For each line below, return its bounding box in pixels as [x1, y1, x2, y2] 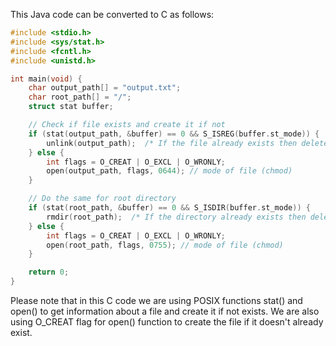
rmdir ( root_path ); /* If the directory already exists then [46, 212, 307, 222]
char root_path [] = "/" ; [28, 92, 132, 103]
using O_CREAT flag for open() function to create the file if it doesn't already [10, 316, 324, 328]
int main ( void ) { [10, 74, 83, 84]
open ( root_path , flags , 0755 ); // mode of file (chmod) [46, 240, 284, 250]
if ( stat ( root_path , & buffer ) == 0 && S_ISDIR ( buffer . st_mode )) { [28, 203, 311, 213]
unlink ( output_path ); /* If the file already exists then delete [46, 138, 329, 148]
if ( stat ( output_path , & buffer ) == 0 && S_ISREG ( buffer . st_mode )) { [28, 129, 320, 139]
